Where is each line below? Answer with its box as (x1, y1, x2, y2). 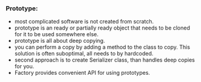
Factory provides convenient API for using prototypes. (14, 69, 150, 77)
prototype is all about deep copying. (14, 37, 106, 45)
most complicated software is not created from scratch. (14, 18, 154, 25)
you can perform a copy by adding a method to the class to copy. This (14, 43, 191, 51)
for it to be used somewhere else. (14, 31, 98, 38)
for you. (14, 63, 35, 70)
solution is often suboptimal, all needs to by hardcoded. (14, 50, 154, 57)
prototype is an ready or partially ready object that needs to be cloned (14, 24, 191, 31)
